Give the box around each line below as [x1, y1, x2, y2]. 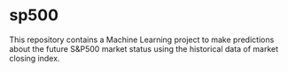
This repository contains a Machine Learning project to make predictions [9, 34, 275, 45]
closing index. [9, 53, 60, 63]
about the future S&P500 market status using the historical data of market [9, 43, 279, 54]
